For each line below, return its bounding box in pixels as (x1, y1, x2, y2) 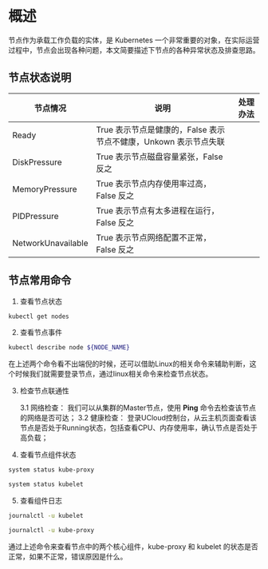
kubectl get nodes (8, 312, 69, 320)
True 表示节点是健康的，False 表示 (96, 124, 226, 135)
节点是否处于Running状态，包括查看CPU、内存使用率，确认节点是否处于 (19, 423, 258, 432)
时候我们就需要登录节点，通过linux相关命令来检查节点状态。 (14, 369, 213, 379)
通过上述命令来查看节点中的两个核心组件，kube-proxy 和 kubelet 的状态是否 (8, 541, 258, 551)
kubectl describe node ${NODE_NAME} (8, 344, 130, 352)
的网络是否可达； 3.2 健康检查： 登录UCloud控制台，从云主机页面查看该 (19, 413, 257, 423)
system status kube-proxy (8, 466, 94, 474)
